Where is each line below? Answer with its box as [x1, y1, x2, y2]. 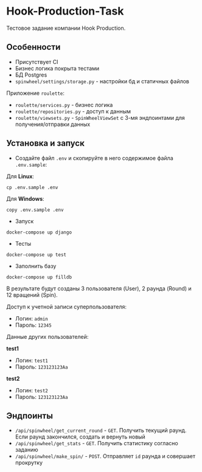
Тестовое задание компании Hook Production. [6, 24, 126, 32]
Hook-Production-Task [6, 4, 124, 18]
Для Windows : [6, 195, 44, 202]
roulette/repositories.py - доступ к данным [15, 108, 131, 115]
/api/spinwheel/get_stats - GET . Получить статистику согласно [15, 440, 178, 447]
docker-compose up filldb [6, 274, 72, 280]
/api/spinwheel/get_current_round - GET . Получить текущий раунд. [15, 427, 187, 434]
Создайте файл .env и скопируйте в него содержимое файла [15, 154, 173, 162]
